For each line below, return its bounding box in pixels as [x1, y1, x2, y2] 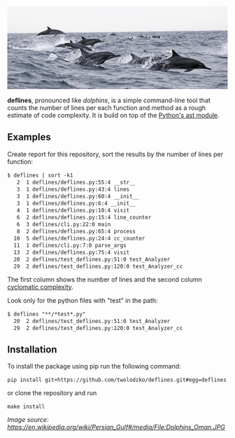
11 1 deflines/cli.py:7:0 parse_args [13, 242, 127, 249]
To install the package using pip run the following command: [7, 362, 181, 371]
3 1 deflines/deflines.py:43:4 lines [16, 186, 130, 193]
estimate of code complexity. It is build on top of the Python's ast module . [7, 111, 220, 119]
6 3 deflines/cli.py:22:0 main [16, 221, 111, 228]
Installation [7, 343, 57, 355]
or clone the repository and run [7, 389, 97, 397]
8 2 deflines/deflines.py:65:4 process [16, 228, 136, 235]
